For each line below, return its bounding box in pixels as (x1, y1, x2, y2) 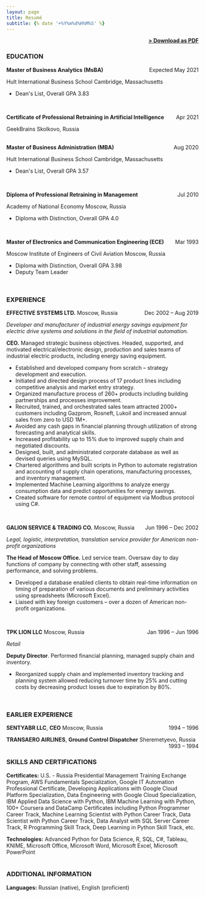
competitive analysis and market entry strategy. (15, 383, 135, 391)
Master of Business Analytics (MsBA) (6, 66, 104, 73)
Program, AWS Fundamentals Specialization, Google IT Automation (6, 778, 175, 785)
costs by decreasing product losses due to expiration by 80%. (15, 683, 172, 690)
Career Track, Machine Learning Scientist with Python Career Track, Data (6, 810, 191, 818)
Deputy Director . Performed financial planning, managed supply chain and (6, 652, 195, 659)
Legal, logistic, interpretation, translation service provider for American (6, 535, 185, 543)
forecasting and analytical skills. (15, 428, 96, 436)
